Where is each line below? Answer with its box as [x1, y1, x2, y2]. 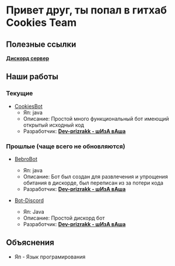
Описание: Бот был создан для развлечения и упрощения [23, 173, 168, 180]
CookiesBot [14, 103, 43, 110]
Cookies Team [6, 16, 77, 29]
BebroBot [14, 155, 38, 162]
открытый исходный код [23, 121, 85, 128]
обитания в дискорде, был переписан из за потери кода [23, 179, 163, 186]
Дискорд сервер [6, 55, 50, 62]
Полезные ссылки [6, 39, 76, 49]
